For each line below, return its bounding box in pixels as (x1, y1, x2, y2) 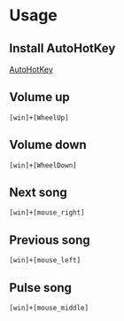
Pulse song (9, 280, 73, 295)
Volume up (9, 90, 70, 105)
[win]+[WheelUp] (9, 113, 69, 122)
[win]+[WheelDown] (9, 160, 77, 169)
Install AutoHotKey (9, 41, 116, 56)
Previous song (9, 232, 90, 247)
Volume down (9, 137, 87, 153)
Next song (9, 185, 68, 200)
